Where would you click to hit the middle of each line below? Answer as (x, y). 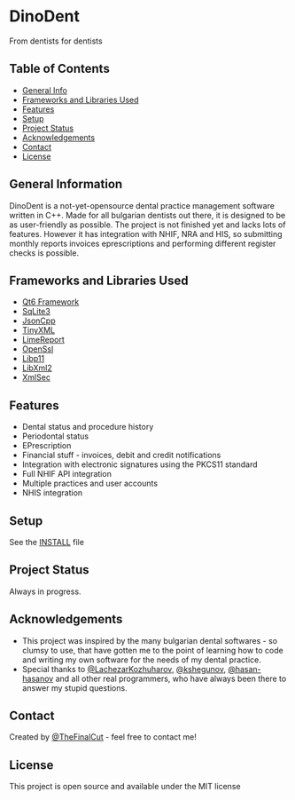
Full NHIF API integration (67, 474)
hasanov (38, 678)
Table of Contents (60, 69)
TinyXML (39, 330)
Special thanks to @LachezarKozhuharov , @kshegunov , (124, 669)
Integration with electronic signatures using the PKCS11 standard (140, 464)
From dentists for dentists (56, 41)
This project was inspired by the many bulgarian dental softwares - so (150, 640)
